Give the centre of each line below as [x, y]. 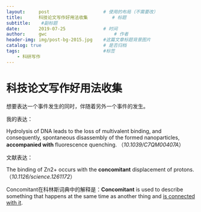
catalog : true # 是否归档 [66, 46]
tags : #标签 [61, 51]
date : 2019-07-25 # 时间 [62, 29]
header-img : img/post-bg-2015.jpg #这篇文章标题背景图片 [79, 40]
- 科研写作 [29, 57]
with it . [14, 202]
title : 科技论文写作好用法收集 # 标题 [66, 17]
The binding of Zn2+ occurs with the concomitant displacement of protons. [100, 169]
